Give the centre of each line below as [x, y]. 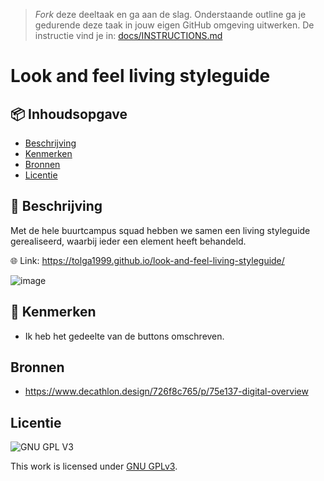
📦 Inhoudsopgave [69, 114]
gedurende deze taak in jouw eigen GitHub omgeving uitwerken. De [174, 25]
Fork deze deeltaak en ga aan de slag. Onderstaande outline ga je [170, 14]
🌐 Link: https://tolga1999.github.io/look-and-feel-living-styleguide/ [147, 260]
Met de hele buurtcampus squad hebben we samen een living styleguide [160, 230]
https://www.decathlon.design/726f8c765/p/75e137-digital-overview [166, 391]
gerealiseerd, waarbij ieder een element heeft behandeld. [128, 241]
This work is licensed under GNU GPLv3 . [94, 466]
